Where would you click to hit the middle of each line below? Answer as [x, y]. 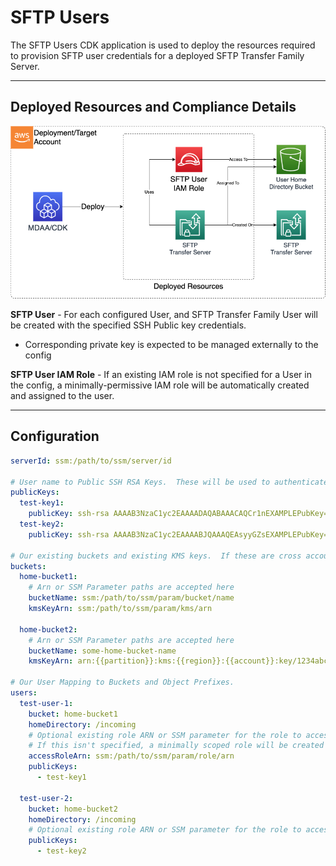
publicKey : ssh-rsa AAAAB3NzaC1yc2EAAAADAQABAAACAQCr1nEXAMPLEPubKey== [180, 514]
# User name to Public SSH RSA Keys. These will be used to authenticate [169, 482]
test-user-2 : [46, 798]
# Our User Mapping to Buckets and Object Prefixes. [122, 682]
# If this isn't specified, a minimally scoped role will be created [176, 746]
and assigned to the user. [62, 396]
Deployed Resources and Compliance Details [153, 107]
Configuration [55, 436]
